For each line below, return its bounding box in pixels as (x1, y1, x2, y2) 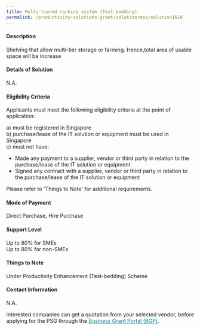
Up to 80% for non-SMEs (6, 245, 69, 252)
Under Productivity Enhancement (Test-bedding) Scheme (6, 272, 148, 279)
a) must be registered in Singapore (6, 124, 91, 131)
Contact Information (6, 286, 58, 293)
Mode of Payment (6, 199, 51, 206)
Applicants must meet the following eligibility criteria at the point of (6, 106, 171, 113)
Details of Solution (6, 66, 53, 73)
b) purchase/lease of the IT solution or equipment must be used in (6, 131, 169, 138)
